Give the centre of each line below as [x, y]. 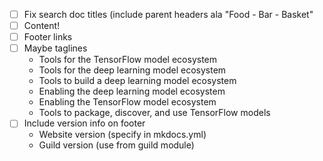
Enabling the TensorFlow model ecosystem [127, 102]
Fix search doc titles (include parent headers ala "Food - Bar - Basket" [168, 14]
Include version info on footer [84, 123]
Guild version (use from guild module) [116, 145]
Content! [42, 26]
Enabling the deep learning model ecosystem [132, 91]
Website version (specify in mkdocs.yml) [122, 135]
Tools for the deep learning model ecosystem [132, 70]
